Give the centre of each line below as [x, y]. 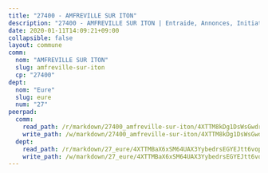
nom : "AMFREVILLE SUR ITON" [62, 61]
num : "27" [32, 104]
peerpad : [23, 112]
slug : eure [33, 97]
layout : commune [35, 45]
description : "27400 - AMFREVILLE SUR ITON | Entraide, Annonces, [121, 23]
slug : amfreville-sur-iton [60, 68]
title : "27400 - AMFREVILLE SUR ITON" [73, 16]
